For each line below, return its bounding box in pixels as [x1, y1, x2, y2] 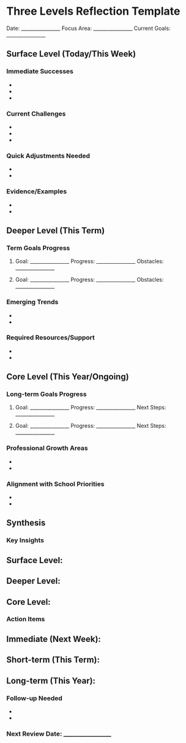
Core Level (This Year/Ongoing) [6, 371, 130, 382]
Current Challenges [6, 109, 66, 118]
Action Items [6, 615, 45, 624]
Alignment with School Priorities [6, 479, 105, 488]
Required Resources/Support [6, 334, 95, 342]
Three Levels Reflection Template [6, 4, 180, 18]
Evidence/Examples [6, 187, 67, 196]
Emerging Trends [6, 298, 59, 307]
